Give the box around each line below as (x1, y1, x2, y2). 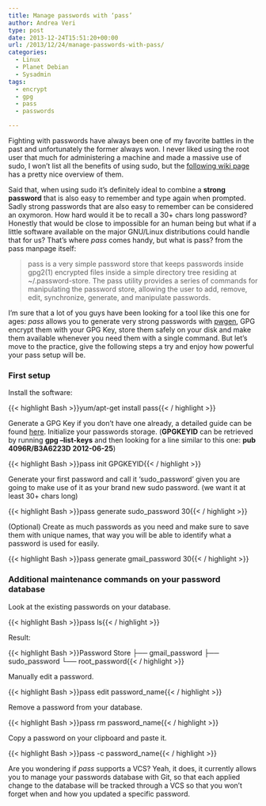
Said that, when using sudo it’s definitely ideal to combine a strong (8, 185, 226, 194)
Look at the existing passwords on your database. (8, 602, 171, 611)
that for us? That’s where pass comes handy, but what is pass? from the (8, 235, 243, 245)
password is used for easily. (8, 539, 100, 549)
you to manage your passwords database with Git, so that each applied (8, 772, 241, 781)
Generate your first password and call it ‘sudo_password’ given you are (8, 474, 240, 484)
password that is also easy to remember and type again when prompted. (8, 193, 247, 203)
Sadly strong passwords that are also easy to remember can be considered (8, 202, 253, 211)
